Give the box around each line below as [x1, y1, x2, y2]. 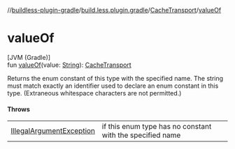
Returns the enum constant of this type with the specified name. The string [7, 74, 224, 82]
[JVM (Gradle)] [7, 53, 51, 61]
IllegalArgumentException [10, 126, 96, 136]
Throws [7, 104, 30, 113]
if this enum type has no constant [101, 122, 212, 132]
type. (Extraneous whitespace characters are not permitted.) [7, 88, 182, 97]
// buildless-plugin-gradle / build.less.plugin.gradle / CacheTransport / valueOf [7, 6, 222, 14]
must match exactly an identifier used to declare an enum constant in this [7, 81, 219, 90]
